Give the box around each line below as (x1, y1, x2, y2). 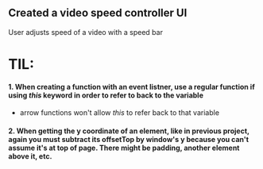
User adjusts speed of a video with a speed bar (8, 27, 163, 36)
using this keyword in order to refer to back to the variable (8, 90, 204, 100)
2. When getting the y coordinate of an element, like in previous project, (8, 126, 250, 136)
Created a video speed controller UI (8, 6, 188, 20)
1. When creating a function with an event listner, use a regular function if (8, 82, 256, 91)
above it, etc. (8, 151, 52, 161)
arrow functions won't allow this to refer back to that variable (19, 108, 220, 117)
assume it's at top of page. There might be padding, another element (8, 143, 240, 152)
